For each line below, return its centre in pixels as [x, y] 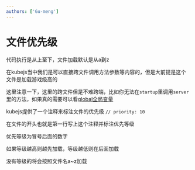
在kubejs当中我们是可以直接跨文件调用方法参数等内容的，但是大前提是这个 [96, 72]
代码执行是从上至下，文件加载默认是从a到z [58, 60]
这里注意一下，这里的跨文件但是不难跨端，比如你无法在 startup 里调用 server [97, 92]
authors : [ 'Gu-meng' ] [32, 11]
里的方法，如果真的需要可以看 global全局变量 [60, 99]
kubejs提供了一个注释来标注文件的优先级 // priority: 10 [76, 111]
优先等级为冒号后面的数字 [37, 136]
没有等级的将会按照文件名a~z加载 [47, 161]
